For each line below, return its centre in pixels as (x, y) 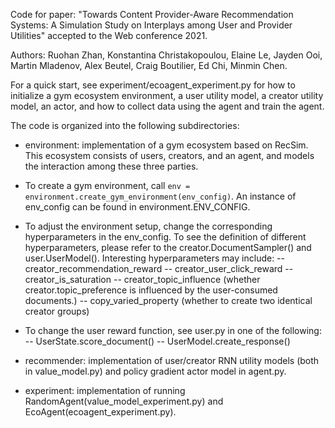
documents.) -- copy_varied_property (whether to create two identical (168, 300)
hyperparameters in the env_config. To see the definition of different (165, 237)
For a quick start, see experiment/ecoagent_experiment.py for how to (153, 85)
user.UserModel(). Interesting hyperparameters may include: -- (154, 258)
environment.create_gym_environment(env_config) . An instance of (160, 196)
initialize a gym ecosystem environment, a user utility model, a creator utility (167, 95)
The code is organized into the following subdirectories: (125, 125)
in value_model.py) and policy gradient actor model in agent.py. (155, 371)
